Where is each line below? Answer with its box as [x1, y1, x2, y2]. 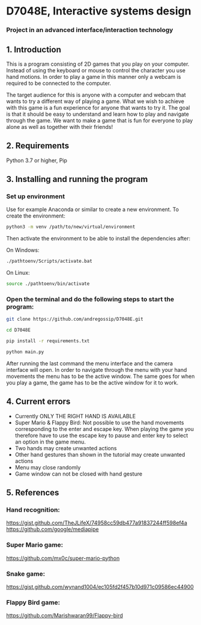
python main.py [6, 348, 44, 355]
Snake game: [6, 570, 46, 578]
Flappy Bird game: [6, 598, 61, 606]
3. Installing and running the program [6, 174, 148, 184]
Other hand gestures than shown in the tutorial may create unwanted [14, 451, 185, 458]
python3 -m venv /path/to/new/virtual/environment [6, 224, 136, 230]
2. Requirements [6, 140, 70, 151]
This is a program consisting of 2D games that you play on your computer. [6, 60, 190, 68]
